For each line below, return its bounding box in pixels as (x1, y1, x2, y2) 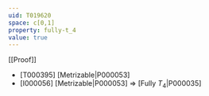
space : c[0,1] (8, 19, 56, 27)
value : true (8, 33, 48, 42)
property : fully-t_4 (8, 26, 77, 34)
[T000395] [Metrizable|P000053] (19, 70, 130, 79)
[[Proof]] (8, 55, 37, 65)
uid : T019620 (8, 11, 52, 20)
